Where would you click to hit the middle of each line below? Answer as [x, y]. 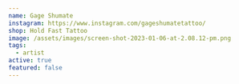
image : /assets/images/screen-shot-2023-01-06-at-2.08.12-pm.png [119, 38]
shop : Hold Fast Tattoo [48, 30]
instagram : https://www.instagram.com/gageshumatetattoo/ [107, 23]
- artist [30, 53]
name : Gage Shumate [41, 16]
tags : [17, 46]
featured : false [35, 68]
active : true [30, 61]
